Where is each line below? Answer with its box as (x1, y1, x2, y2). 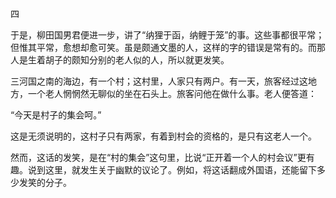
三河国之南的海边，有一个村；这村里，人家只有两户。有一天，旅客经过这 (10, 75, 308, 87)
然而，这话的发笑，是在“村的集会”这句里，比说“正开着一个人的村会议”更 (10, 152, 307, 163)
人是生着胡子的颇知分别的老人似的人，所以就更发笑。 (10, 54, 230, 66)
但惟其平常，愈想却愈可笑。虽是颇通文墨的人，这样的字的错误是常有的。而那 (10, 42, 326, 53)
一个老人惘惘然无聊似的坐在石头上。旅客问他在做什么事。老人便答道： (27, 88, 317, 99)
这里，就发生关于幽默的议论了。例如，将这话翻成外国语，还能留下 (44, 164, 317, 176)
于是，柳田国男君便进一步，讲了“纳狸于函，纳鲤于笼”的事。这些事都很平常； (10, 29, 325, 41)
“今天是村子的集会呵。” (10, 109, 102, 121)
